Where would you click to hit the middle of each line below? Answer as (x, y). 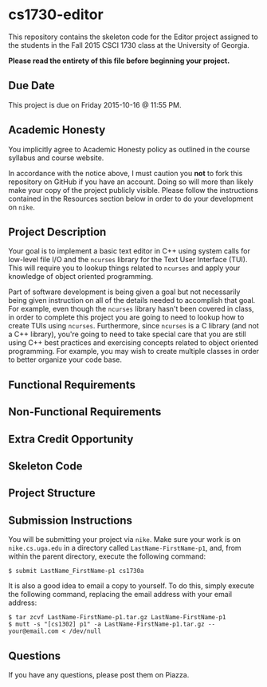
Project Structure (52, 493)
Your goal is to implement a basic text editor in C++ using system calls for (130, 251)
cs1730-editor (56, 15)
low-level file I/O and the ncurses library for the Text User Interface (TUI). (128, 260)
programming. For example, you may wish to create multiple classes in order (134, 351)
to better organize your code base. (65, 359)
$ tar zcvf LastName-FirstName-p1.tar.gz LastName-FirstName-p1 (117, 618)
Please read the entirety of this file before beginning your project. (119, 61)
